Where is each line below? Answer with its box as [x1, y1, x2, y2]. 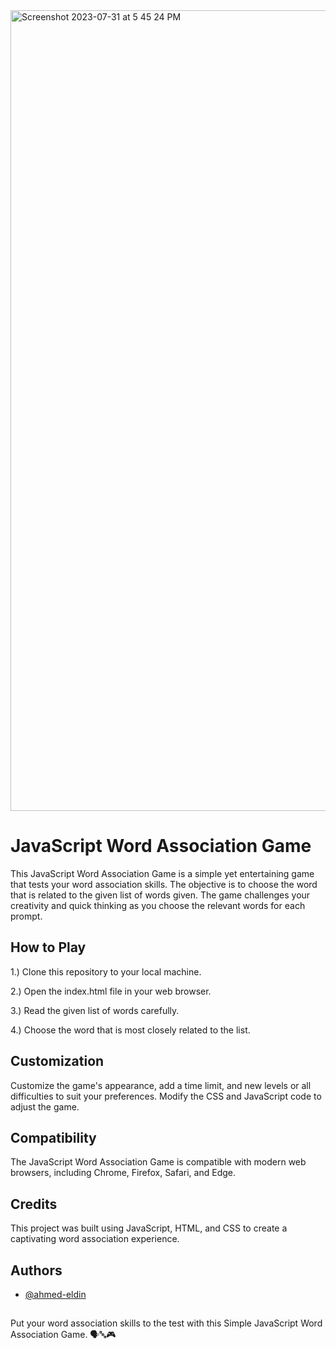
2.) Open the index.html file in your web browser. [10, 985, 212, 997]
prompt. [10, 910, 43, 922]
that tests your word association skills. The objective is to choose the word [10, 878, 318, 890]
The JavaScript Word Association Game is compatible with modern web [10, 1156, 307, 1168]
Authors [10, 1262, 63, 1279]
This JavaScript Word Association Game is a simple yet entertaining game [10, 867, 315, 879]
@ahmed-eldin [24, 1289, 87, 1300]
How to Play [10, 939, 87, 956]
